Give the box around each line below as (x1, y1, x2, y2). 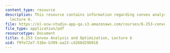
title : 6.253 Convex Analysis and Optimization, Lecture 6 (5, 36, 133, 41)
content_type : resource (5, 7, 56, 13)
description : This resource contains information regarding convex (5, 12, 151, 17)
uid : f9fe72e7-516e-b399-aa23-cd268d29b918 (5, 40, 99, 45)
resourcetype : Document (5, 31, 56, 36)
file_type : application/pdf (5, 26, 65, 31)
